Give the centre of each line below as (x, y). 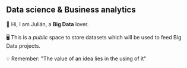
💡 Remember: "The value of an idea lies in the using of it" (76, 58)
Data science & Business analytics (71, 10)
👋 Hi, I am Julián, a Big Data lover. (47, 24)
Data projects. (23, 46)
